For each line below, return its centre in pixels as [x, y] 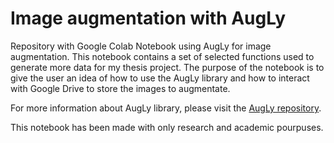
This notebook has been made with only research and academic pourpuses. [167, 127]
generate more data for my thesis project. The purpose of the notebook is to [167, 67]
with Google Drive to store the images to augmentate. [120, 88]
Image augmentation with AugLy [148, 18]
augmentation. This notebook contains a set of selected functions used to [162, 56]
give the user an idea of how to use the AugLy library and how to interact [160, 78]
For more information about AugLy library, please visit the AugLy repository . [166, 108]
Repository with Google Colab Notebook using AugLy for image [141, 46]
